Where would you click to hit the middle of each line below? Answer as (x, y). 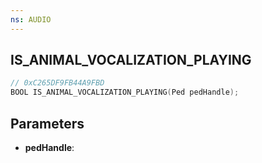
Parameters (47, 123)
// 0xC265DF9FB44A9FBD (57, 83)
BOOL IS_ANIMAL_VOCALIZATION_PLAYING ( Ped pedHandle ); (125, 92)
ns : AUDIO (31, 19)
